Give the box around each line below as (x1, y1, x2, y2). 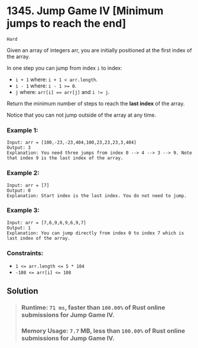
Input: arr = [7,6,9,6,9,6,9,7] (7, 220, 86, 225)
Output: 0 (7, 188, 31, 194)
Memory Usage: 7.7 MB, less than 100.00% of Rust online (21, 327, 186, 335)
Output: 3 (7, 145, 31, 151)
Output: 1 (7, 225, 31, 231)
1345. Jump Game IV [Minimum (7, 4, 164, 18)
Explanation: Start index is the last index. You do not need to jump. (7, 192, 187, 199)
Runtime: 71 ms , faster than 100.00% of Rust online (21, 304, 165, 312)
